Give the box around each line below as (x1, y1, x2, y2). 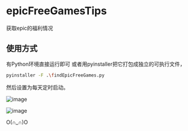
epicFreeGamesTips (6, 4, 107, 18)
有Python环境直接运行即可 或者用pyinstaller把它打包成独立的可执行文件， (6, 60, 186, 68)
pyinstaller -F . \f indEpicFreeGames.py (6, 72, 105, 78)
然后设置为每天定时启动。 (6, 84, 69, 91)
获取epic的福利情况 (6, 24, 53, 31)
